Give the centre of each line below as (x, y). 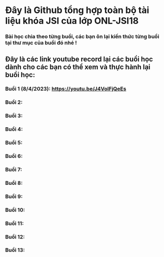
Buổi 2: (14, 102)
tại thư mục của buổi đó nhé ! (41, 43)
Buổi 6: (14, 156)
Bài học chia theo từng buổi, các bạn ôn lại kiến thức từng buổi (82, 37)
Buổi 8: (14, 183)
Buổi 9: (14, 196)
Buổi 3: (14, 116)
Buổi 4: (14, 129)
